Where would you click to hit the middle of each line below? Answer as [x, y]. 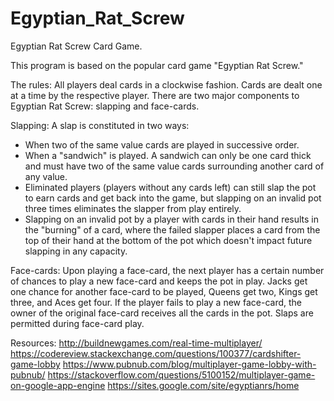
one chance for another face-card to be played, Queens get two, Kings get [164, 291]
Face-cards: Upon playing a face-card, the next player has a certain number [167, 270]
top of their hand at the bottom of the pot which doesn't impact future [168, 240]
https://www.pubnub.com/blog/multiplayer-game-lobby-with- [189, 364]
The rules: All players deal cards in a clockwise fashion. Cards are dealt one [166, 84]
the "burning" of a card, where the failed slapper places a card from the [172, 229]
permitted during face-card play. [77, 323]
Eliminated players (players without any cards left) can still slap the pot [170, 187]
